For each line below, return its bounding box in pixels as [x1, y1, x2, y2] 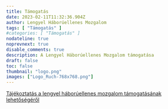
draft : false [6, 57, 38, 63]
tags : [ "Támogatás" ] [6, 25, 62, 31]
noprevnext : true [6, 42, 49, 47]
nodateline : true [6, 36, 49, 42]
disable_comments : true [6, 47, 65, 53]
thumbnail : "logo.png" [6, 69, 62, 74]
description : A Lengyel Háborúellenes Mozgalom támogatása [6, 52, 154, 58]
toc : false [6, 63, 33, 69]
